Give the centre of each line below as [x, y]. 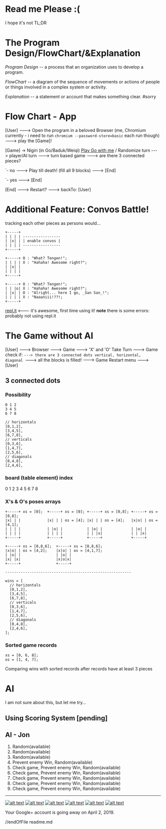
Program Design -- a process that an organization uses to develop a [74, 67]
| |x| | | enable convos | [33, 241]
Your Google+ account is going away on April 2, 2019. [60, 812]
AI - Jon [18, 735]
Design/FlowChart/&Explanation [73, 53]
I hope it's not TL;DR [26, 23]
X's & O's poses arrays [33, 501]
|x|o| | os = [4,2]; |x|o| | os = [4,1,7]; [54, 550]
